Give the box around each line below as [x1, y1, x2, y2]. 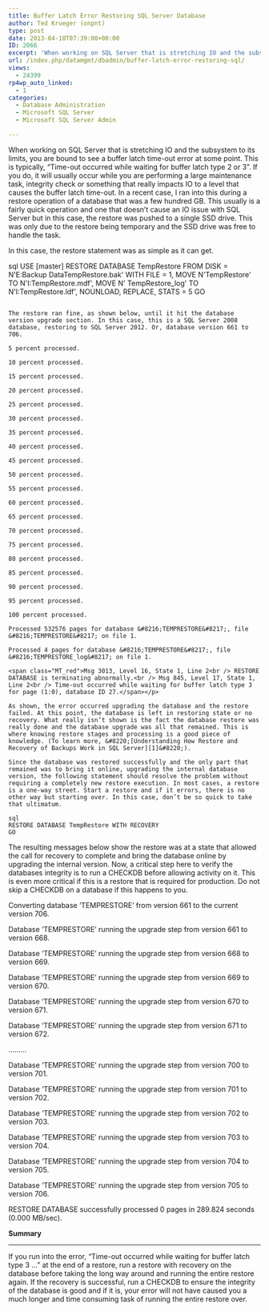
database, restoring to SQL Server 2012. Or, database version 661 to [8, 323, 249, 331]
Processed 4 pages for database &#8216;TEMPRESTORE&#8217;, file [8, 646, 231, 654]
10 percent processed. [8, 358, 84, 366]
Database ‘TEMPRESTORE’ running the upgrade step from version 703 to [8, 1132, 250, 1142]
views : [8, 64, 30, 72]
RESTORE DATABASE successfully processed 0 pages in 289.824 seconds [8, 1204, 255, 1214]
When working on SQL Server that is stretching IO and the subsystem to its [8, 145, 255, 155]
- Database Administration [15, 101, 106, 109]
